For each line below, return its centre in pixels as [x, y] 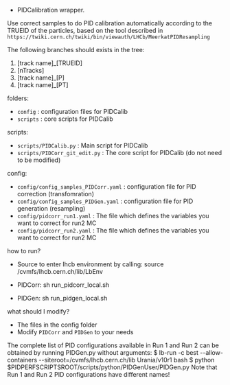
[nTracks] [31, 70]
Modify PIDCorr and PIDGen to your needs [75, 332]
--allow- [211, 352]
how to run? [24, 251]
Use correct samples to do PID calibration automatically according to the [110, 23]
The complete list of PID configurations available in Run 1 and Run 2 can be [113, 345]
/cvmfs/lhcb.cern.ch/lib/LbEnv [60, 271]
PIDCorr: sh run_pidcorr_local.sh [63, 285]
